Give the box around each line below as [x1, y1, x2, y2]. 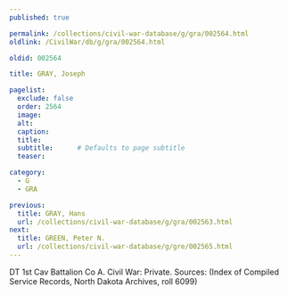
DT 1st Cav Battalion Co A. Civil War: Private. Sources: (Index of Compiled [9, 266, 279, 277]
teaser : [17, 152, 46, 161]
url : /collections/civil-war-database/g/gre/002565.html [17, 242, 234, 251]
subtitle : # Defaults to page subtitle [17, 143, 185, 152]
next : [9, 225, 29, 234]
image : [17, 111, 42, 119]
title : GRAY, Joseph [9, 70, 86, 78]
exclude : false [17, 94, 74, 103]
